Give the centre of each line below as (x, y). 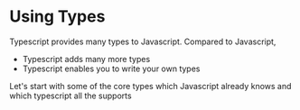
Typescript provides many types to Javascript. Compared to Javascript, (143, 41)
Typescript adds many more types (86, 59)
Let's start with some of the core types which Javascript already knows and (150, 86)
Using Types (57, 17)
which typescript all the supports (71, 96)
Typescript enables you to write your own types (111, 69)
